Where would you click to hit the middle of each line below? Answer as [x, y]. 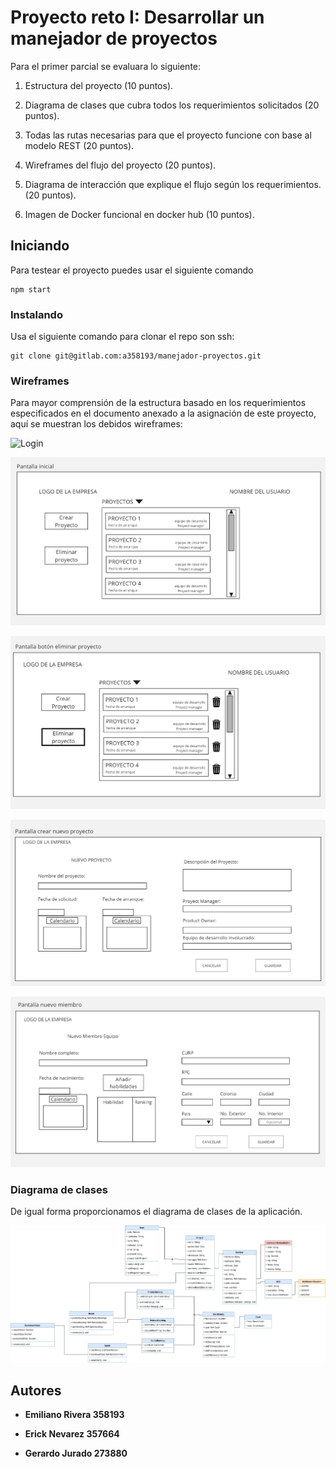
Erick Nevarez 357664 [72, 1434]
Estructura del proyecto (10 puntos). [99, 85]
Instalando [36, 314]
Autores [36, 1391]
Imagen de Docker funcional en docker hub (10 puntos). [139, 214]
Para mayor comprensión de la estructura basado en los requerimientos [158, 403]
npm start [31, 289]
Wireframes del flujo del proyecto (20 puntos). [120, 165]
